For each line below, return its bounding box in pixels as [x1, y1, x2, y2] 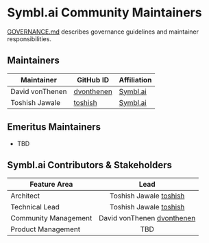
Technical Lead [10, 202, 60, 212]
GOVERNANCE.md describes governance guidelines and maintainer [7, 27, 199, 36]
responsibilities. [7, 34, 51, 43]
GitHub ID [76, 75, 110, 84]
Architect [10, 191, 40, 200]
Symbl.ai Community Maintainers [7, 5, 202, 21]
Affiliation [119, 75, 152, 84]
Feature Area [29, 180, 73, 189]
